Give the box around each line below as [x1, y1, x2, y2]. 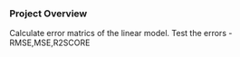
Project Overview [9, 7, 88, 20]
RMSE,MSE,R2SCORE [9, 37, 91, 48]
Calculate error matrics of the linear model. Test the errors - [9, 28, 233, 39]
